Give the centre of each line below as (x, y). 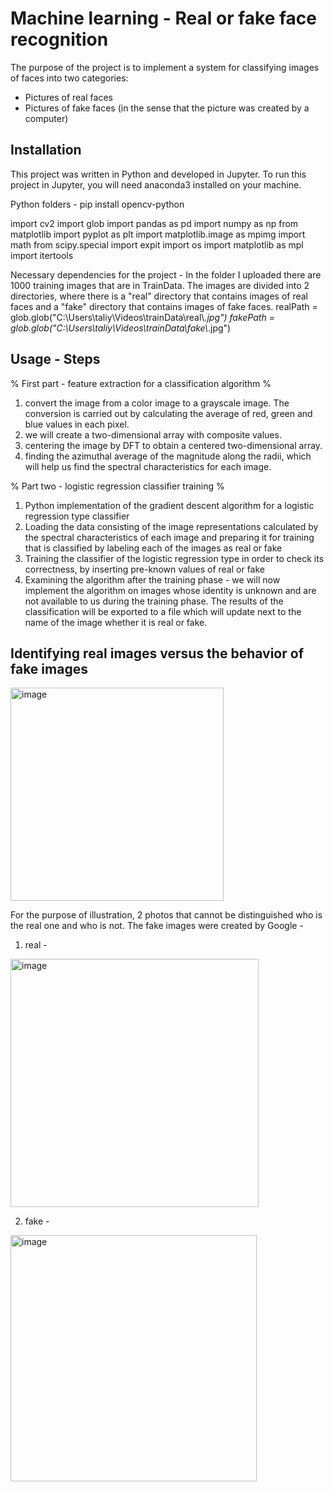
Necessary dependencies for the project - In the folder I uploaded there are (166, 274)
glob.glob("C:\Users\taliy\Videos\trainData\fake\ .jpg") (121, 328)
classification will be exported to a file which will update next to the (163, 611)
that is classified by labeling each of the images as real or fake (153, 548)
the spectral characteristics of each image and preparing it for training (169, 537)
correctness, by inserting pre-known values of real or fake (145, 569)
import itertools (42, 255)
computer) (46, 118)
